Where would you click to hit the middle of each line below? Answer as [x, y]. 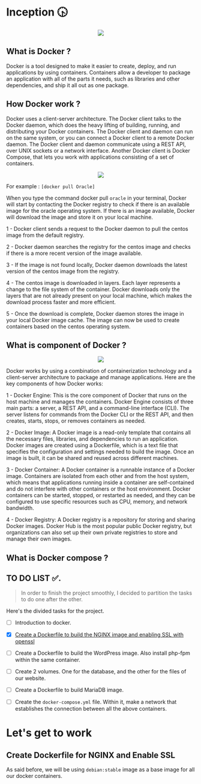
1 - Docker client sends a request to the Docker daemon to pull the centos [97, 228]
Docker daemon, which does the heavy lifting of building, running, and [93, 125]
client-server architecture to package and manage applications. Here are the [101, 378]
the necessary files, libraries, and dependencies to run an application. [92, 439]
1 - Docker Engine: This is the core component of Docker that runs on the [97, 396]
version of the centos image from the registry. [63, 271]
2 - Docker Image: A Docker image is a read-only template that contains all [98, 433]
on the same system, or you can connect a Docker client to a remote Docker [100, 138]
